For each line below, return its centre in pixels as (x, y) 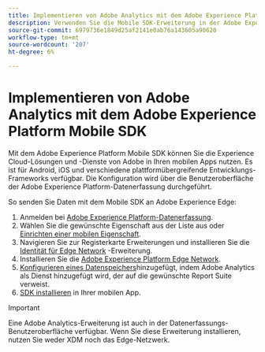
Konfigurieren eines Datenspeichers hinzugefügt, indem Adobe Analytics (137, 267)
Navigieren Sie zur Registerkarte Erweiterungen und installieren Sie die (134, 242)
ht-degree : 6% (32, 52)
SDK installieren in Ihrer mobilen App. (80, 292)
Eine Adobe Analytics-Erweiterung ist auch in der (88, 323)
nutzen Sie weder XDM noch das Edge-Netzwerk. (89, 339)
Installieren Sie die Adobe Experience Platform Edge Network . (120, 259)
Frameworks (28, 178)
